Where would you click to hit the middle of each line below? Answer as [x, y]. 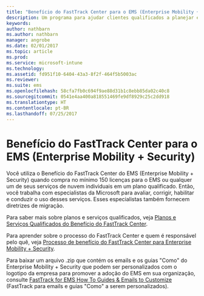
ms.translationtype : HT [36, 102]
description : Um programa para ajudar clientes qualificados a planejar [100, 18]
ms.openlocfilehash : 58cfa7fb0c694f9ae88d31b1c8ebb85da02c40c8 [88, 91]
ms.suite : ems [24, 86]
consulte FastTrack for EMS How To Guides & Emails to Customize [89, 280]
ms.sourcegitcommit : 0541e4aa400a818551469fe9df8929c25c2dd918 [88, 97]
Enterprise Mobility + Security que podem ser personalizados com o [92, 267]
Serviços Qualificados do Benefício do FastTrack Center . [77, 224]
